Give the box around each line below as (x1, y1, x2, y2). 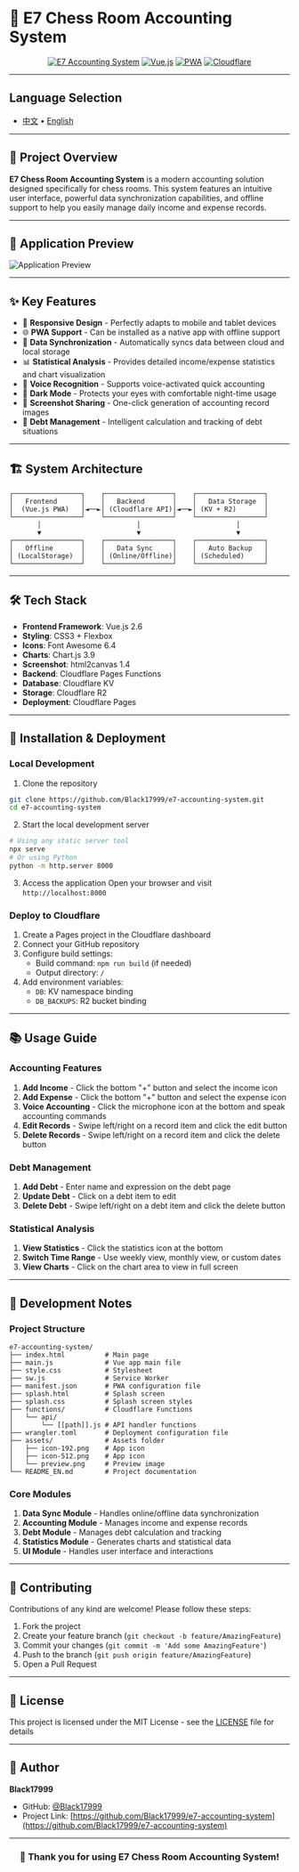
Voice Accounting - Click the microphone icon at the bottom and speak (21, 1101, 286, 1112)
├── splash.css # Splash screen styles (9, 1398, 193, 1406)
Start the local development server (21, 819, 149, 831)
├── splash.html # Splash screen (9, 1390, 166, 1398)
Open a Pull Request (21, 1659, 98, 1670)
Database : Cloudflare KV (21, 677, 115, 688)
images (21, 407, 50, 417)
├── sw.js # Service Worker (9, 1374, 169, 1383)
